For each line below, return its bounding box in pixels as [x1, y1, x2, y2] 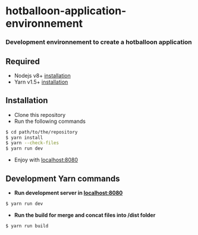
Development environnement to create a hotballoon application [5, 38, 193, 46]
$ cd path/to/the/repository [5, 129, 78, 135]
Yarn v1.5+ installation [14, 78, 68, 85]
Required [5, 56, 40, 66]
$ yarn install [5, 135, 43, 141]
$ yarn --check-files [5, 140, 59, 146]
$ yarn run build [5, 223, 49, 229]
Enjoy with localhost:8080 [14, 156, 78, 164]
